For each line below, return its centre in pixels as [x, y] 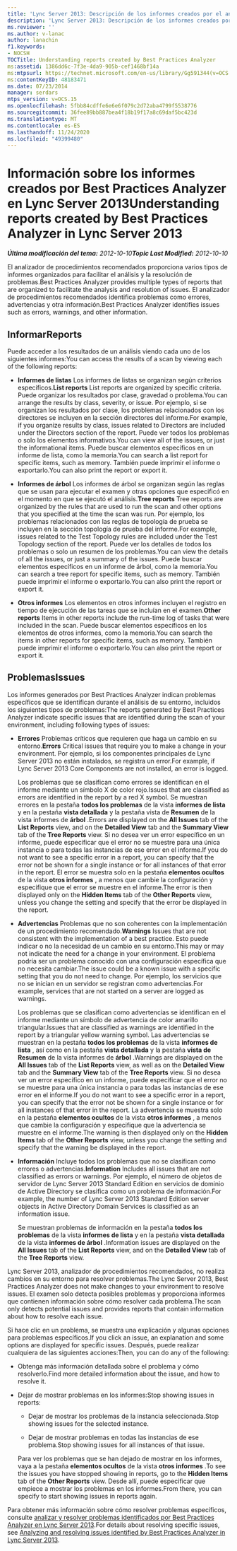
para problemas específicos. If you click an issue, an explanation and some [116, 1338]
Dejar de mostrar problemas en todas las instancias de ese [113, 1437]
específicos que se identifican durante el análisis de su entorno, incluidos [114, 702]
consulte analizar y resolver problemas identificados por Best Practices [111, 1517]
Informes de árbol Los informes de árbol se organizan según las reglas [121, 484]
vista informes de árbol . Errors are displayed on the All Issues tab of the [122, 819]
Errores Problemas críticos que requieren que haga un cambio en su [117, 738]
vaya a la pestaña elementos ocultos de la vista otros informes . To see [121, 1466]
